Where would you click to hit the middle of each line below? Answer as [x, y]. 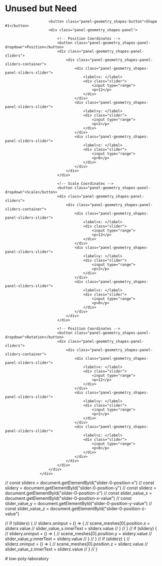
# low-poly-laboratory [27, 558]
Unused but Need [41, 9]
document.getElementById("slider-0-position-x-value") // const [68, 498]
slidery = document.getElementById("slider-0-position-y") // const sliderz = [81, 488]
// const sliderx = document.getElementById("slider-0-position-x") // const [80, 483]
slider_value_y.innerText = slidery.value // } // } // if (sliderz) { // [67, 539]
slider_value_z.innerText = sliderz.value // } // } [51, 549]
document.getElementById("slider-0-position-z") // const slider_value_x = [79, 493]
